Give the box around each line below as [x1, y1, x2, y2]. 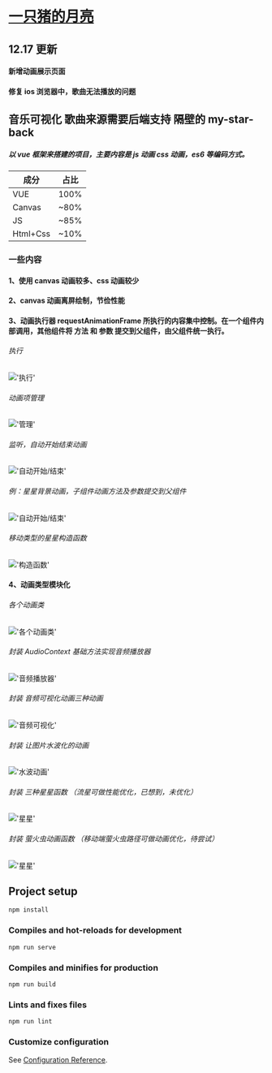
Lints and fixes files [8, 999, 88, 1011]
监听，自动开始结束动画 [8, 439, 87, 449]
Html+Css [12, 228, 51, 239]
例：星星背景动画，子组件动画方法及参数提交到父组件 [8, 486, 187, 496]
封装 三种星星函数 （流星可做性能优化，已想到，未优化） [8, 786, 197, 796]
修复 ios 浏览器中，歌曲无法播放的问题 [8, 86, 136, 96]
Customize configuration [8, 1036, 110, 1048]
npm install [8, 906, 49, 914]
